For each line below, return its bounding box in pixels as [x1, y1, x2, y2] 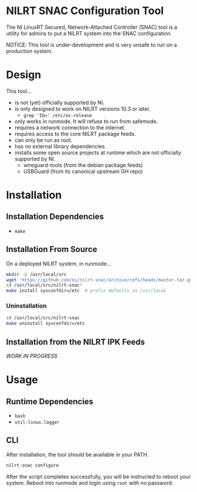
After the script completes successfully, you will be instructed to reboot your [6, 473, 191, 480]
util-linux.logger [14, 420, 60, 425]
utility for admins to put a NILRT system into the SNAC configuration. [6, 29, 172, 36]
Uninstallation [6, 302, 47, 310]
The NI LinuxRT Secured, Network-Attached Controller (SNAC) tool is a [6, 24, 178, 31]
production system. [6, 47, 53, 54]
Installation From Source [6, 244, 98, 254]
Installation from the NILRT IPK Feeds [6, 337, 145, 347]
